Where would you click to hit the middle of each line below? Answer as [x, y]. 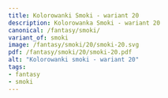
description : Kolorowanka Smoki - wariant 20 [84, 23]
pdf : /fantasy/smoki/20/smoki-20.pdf [70, 52]
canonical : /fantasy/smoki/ [54, 30]
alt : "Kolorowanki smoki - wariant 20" [74, 60]
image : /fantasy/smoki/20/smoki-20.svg [74, 45]
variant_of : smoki [38, 38]
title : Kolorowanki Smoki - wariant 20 [74, 15]
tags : [17, 67]
